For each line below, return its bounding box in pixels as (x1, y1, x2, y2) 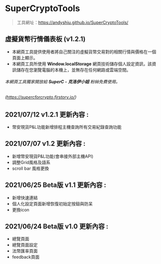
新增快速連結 (12, 194, 38, 201)
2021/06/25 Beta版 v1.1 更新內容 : (5, 181, 106, 189)
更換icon (12, 206, 29, 213)
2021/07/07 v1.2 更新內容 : (5, 140, 86, 148)
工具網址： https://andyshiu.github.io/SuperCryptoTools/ (16, 19, 129, 25)
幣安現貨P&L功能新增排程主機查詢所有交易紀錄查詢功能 (12, 124, 122, 130)
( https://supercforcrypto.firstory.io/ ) (5, 94, 76, 100)
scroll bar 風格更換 (12, 165, 49, 171)
